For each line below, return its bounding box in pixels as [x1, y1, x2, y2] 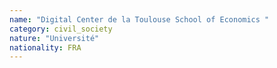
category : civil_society [9, 24, 113, 34]
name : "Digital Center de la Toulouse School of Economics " [9, 14, 270, 25]
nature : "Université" [9, 33, 100, 43]
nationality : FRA [9, 42, 82, 53]
